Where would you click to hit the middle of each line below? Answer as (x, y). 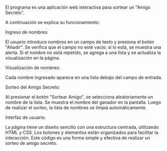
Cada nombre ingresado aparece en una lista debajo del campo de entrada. (84, 77)
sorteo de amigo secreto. (31, 143)
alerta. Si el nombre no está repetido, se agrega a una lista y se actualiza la (83, 53)
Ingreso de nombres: (27, 32)
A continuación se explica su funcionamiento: (52, 22)
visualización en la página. (33, 58)
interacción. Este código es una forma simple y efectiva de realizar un (78, 138)
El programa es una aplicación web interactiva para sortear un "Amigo (78, 7)
